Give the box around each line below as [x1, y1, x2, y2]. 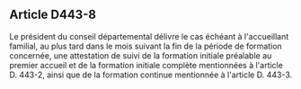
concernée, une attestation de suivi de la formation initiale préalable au [9, 49, 272, 61]
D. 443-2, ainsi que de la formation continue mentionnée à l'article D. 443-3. [9, 69, 293, 80]
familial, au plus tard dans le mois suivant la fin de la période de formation [9, 40, 283, 51]
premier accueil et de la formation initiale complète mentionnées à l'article [9, 59, 283, 70]
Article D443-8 [9, 7, 97, 22]
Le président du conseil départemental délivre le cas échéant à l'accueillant [9, 31, 289, 41]
